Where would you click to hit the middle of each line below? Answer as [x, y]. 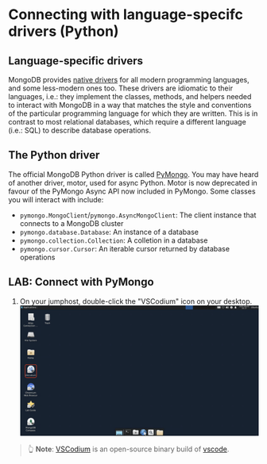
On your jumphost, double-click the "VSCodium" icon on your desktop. [136, 301]
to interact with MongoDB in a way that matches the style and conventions [130, 105]
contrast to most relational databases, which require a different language [127, 122]
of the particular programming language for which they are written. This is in [133, 113]
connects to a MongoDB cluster [72, 223]
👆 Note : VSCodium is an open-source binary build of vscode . [128, 449]
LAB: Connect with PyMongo [81, 282]
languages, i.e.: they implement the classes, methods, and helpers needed [130, 96]
